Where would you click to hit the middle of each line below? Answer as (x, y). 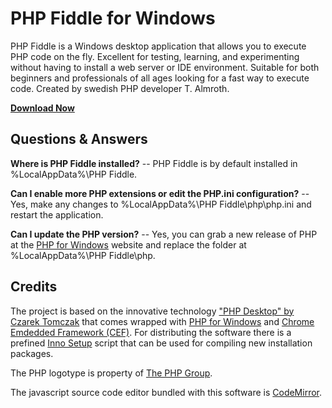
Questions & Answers (79, 139)
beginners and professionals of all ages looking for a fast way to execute (160, 78)
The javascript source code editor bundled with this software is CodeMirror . (166, 392)
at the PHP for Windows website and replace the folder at (128, 244)
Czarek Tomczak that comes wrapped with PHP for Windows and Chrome (162, 321)
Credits (34, 287)
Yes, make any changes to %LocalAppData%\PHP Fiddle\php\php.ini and (161, 204)
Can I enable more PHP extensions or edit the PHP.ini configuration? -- (160, 193)
